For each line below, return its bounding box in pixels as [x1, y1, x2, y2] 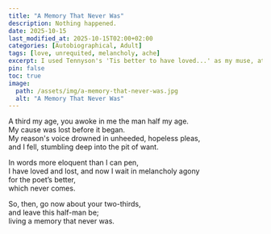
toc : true [8, 72, 42, 80]
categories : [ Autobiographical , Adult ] [8, 42, 143, 50]
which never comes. [8, 183, 76, 194]
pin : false [8, 65, 45, 73]
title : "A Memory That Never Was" [8, 11, 125, 20]
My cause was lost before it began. [8, 125, 126, 135]
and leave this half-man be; [8, 207, 99, 218]
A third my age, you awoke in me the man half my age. [8, 116, 190, 126]
